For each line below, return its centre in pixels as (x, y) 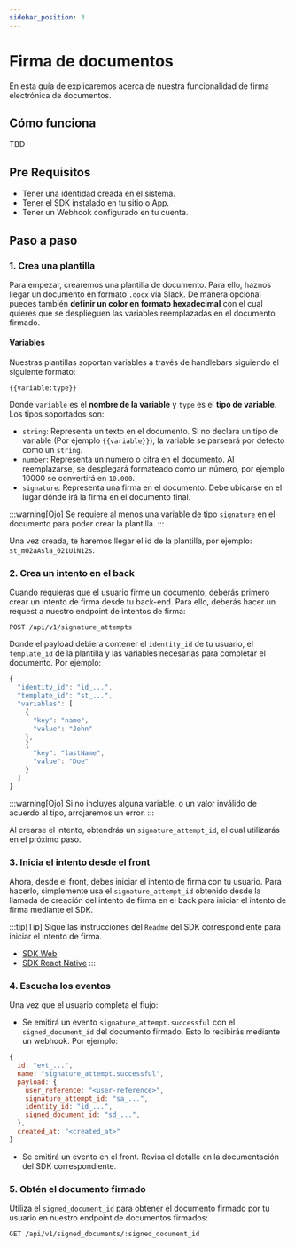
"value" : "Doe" (61, 762)
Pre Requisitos (50, 172)
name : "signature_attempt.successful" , (91, 1073)
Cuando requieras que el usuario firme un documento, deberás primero (140, 592)
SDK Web (39, 953)
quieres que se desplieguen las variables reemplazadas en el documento (143, 313)
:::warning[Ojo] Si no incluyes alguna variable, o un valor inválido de (133, 803)
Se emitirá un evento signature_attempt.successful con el (128, 1022)
